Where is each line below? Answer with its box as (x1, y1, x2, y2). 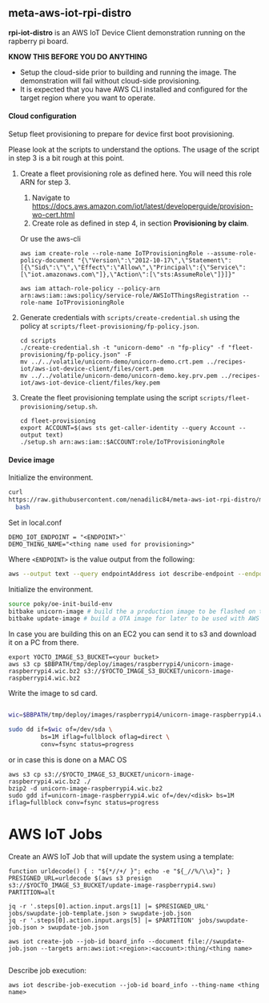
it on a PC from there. (8, 638, 79, 648)
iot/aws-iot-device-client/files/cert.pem (19, 365, 164, 373)
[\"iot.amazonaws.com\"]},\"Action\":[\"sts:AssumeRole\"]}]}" (19, 270, 236, 279)
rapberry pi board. (8, 36, 69, 46)
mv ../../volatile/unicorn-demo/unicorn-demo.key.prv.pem (19, 372, 218, 380)
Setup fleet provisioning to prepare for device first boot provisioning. (8, 129, 235, 139)
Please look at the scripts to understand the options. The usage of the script (8, 144, 260, 155)
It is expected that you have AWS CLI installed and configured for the (19, 84, 248, 94)
